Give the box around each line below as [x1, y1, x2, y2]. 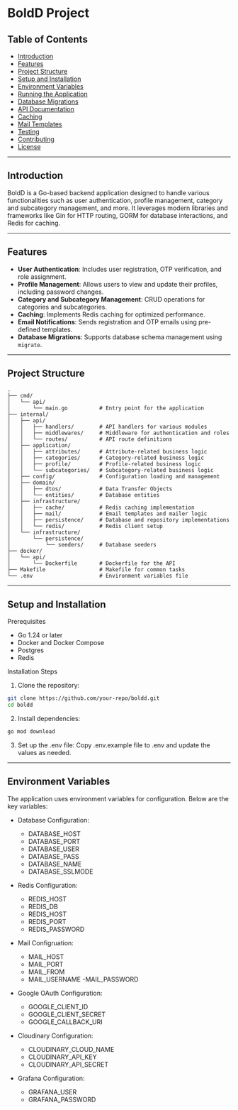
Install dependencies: [17, 715, 81, 722]
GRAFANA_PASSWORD [28, 1095, 96, 1104]
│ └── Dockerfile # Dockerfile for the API [7, 560, 176, 567]
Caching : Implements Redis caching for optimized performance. [17, 310, 205, 319]
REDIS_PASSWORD [28, 925, 85, 933]
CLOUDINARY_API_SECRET [28, 1060, 108, 1069]
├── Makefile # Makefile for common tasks [7, 566, 186, 573]
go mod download [7, 728, 55, 735]
